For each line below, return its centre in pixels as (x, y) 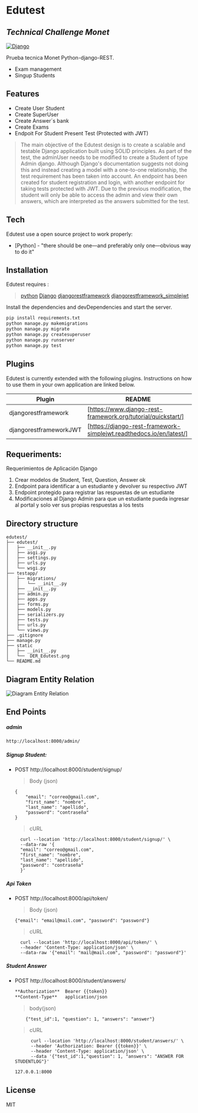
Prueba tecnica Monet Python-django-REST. (60, 58)
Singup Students (35, 75)
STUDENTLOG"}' (32, 1061)
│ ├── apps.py (26, 599)
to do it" (24, 252)
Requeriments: (34, 454)
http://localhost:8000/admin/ (43, 742)
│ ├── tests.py (27, 620)
